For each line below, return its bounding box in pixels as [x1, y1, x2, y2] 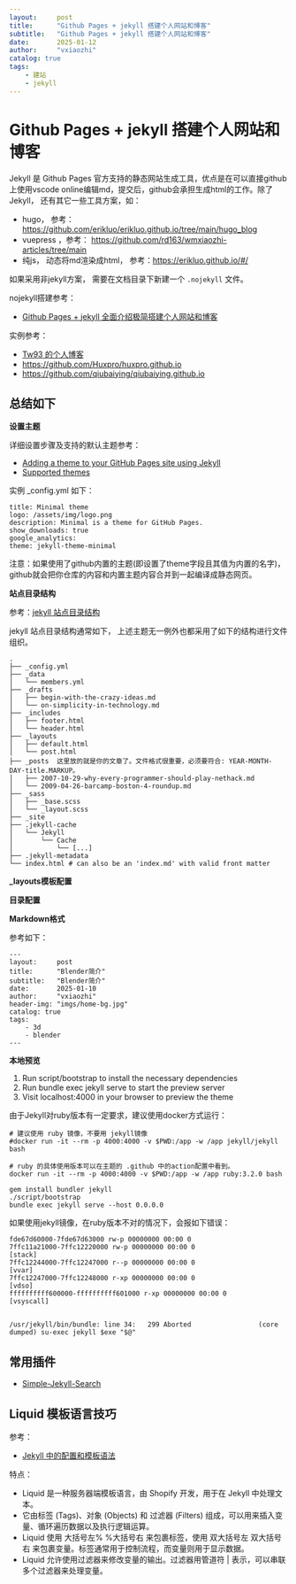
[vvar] [9, 1266, 34, 1275]
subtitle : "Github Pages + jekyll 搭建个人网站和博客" [9, 29, 211, 38]
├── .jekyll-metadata [9, 852, 89, 861]
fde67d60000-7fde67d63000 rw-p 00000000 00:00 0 [9, 1235, 192, 1244]
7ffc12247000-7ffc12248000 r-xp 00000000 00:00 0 [9, 1274, 196, 1283]
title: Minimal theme [9, 503, 89, 512]
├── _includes [9, 709, 62, 718]
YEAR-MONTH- [228, 757, 273, 766]
